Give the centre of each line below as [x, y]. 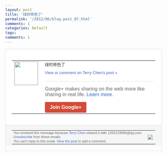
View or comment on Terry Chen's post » [81, 73]
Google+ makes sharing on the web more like [95, 89]
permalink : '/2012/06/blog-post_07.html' [49, 19]
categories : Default [27, 28]
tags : [11, 33]
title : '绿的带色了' [24, 14]
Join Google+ [66, 107]
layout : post [19, 10]
